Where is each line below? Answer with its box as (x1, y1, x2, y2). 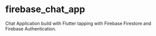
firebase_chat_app (5, 4, 85, 15)
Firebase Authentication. (5, 25, 57, 31)
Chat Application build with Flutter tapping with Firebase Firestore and (5, 20, 151, 26)
